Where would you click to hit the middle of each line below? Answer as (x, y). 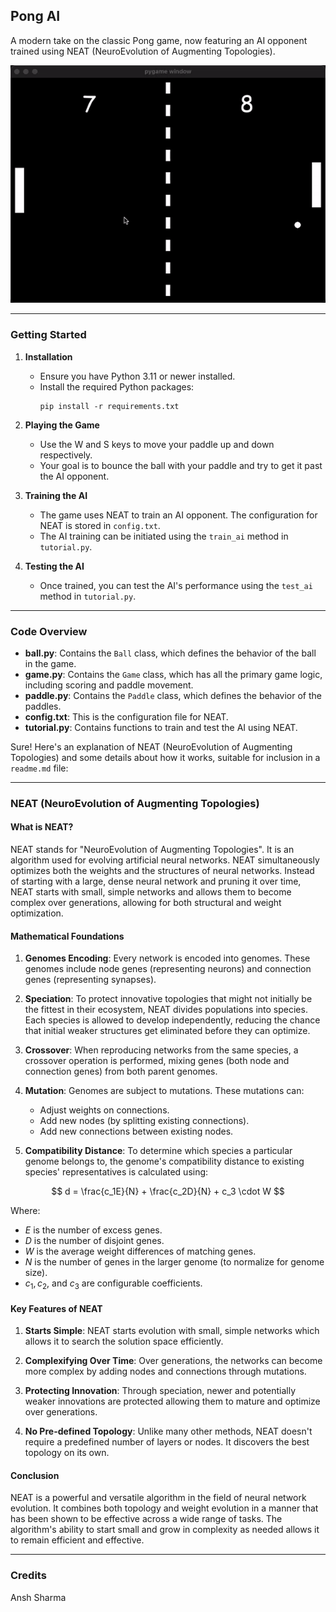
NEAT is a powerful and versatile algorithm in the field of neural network (158, 1498)
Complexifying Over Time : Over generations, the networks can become (173, 1361)
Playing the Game (62, 425)
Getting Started (48, 335)
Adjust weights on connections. (104, 1110)
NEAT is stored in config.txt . (100, 525)
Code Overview (49, 631)
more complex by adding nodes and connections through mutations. (165, 1371)
